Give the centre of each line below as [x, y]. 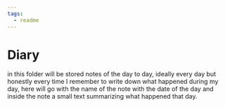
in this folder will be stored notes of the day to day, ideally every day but [112, 74]
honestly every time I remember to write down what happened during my [113, 82]
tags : [15, 14]
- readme [26, 20]
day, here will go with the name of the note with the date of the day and [111, 89]
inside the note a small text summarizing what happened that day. [103, 97]
